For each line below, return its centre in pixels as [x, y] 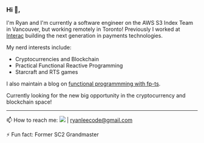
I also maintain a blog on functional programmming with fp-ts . [83, 84]
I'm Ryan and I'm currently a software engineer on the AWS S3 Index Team [100, 23]
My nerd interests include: [39, 47]
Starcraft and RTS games [46, 72]
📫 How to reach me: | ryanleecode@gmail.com [70, 120]
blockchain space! [29, 102]
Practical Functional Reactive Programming [69, 65]
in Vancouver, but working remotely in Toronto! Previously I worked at [93, 29]
